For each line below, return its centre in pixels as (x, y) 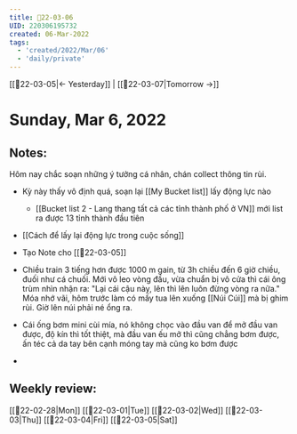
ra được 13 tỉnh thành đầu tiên (90, 218)
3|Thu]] (25, 420)
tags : (19, 42)
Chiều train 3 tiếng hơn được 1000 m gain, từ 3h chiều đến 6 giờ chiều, (151, 269)
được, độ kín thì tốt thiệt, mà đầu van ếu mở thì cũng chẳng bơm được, (151, 334)
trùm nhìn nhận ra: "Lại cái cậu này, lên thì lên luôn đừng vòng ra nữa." (151, 289)
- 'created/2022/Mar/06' (63, 51)
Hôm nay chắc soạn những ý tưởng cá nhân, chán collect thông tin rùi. (138, 174)
